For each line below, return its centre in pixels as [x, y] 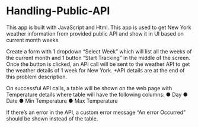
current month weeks [32, 40]
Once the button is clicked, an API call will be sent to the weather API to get [98, 64]
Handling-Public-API [58, 11]
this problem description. [37, 77]
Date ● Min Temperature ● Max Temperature [62, 101]
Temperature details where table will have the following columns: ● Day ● [97, 94]
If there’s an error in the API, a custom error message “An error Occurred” [96, 112]
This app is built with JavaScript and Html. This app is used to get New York [99, 27]
